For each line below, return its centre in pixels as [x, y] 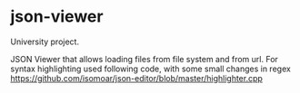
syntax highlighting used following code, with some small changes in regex [151, 69]
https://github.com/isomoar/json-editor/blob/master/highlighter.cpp [136, 78]
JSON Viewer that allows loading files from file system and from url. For [144, 59]
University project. [45, 42]
